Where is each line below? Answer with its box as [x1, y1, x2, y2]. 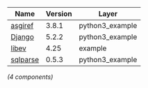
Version [45, 9, 72, 18]
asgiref [10, 21, 34, 30]
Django [10, 32, 35, 41]
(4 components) [7, 73, 54, 81]
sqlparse [10, 55, 40, 64]
